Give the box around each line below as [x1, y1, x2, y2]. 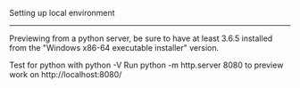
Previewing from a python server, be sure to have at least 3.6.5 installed [9, 33, 273, 44]
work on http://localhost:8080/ [9, 69, 122, 79]
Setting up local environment [9, 8, 115, 18]
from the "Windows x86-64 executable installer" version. [9, 43, 220, 52]
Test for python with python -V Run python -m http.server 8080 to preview [9, 60, 284, 70]
